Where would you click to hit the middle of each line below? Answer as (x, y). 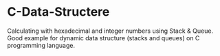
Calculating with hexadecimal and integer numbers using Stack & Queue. (110, 31)
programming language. (41, 45)
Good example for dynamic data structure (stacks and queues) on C (103, 38)
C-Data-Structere (58, 12)
